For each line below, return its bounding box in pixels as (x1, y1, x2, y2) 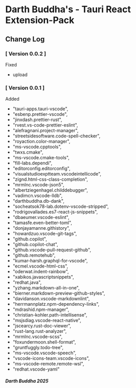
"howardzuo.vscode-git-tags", (12, 231, 77, 237)
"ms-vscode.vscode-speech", (12, 350, 77, 356)
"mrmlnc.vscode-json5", (12, 182, 65, 188)
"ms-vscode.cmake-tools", (12, 155, 70, 161)
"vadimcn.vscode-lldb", (12, 192, 63, 199)
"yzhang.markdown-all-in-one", (12, 285, 80, 291)
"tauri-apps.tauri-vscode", (12, 106, 69, 112)
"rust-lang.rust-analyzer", (12, 328, 67, 334)
